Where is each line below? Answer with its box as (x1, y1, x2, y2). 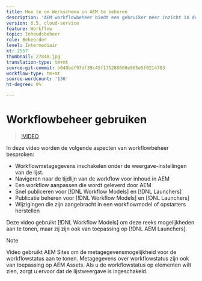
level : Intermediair (6, 43, 58, 49)
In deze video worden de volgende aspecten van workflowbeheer (6, 144, 169, 151)
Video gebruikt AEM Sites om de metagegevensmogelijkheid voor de (6, 248, 177, 256)
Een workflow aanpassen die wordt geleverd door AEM (14, 181, 151, 188)
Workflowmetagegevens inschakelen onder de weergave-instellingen (14, 162, 188, 169)
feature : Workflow (6, 25, 52, 32)
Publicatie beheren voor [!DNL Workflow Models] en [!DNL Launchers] (14, 194, 190, 202)
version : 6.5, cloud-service (6, 20, 79, 26)
